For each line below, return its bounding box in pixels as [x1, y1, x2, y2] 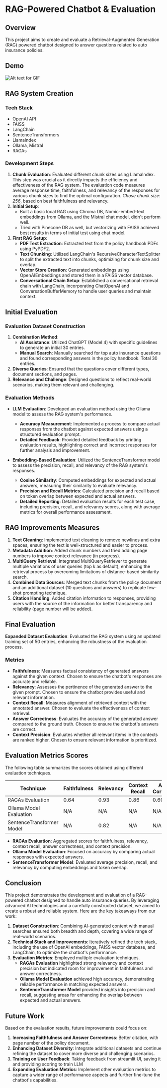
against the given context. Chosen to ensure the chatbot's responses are [12, 673, 162, 679]
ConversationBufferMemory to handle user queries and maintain [19, 288, 152, 294]
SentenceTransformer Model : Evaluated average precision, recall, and [12, 859, 158, 865]
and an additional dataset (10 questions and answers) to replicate [12, 584, 146, 590]
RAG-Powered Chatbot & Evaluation [5, 3, 156, 15]
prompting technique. [22, 590, 67, 596]
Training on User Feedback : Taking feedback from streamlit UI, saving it [12, 1056, 161, 1062]
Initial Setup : [12, 203, 39, 209]
